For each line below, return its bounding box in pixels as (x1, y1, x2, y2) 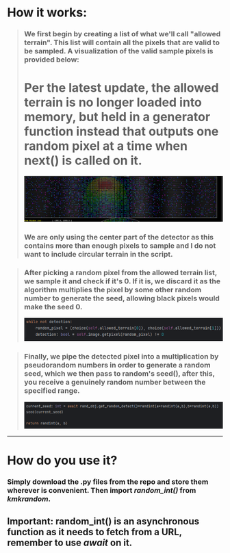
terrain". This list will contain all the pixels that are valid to (23, 38, 220, 47)
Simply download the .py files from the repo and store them (7, 477, 209, 487)
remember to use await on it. (7, 537, 133, 548)
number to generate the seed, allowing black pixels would (23, 293, 220, 303)
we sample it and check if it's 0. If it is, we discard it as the (23, 276, 221, 285)
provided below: (23, 55, 80, 64)
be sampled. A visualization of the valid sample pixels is (23, 47, 214, 56)
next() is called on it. (23, 153, 142, 168)
